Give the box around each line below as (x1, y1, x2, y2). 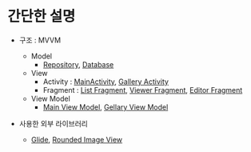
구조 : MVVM (18, 35, 62, 45)
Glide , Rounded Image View (30, 134, 123, 144)
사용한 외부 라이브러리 (18, 118, 89, 128)
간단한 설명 (7, 7, 76, 26)
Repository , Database (42, 59, 114, 69)
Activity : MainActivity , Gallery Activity (42, 77, 169, 86)
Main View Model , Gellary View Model (42, 102, 169, 112)
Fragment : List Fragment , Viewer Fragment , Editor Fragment (42, 85, 243, 94)
